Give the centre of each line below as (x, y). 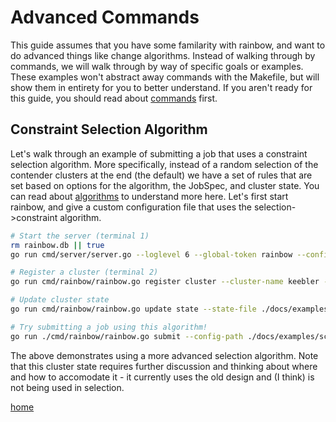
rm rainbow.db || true (57, 245)
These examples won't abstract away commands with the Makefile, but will (165, 77)
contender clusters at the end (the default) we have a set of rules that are (161, 175)
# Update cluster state (60, 300)
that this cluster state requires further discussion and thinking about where (164, 366)
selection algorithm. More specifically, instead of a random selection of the (164, 164)
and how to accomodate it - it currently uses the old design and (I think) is (162, 377)
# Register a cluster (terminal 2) (84, 272)
